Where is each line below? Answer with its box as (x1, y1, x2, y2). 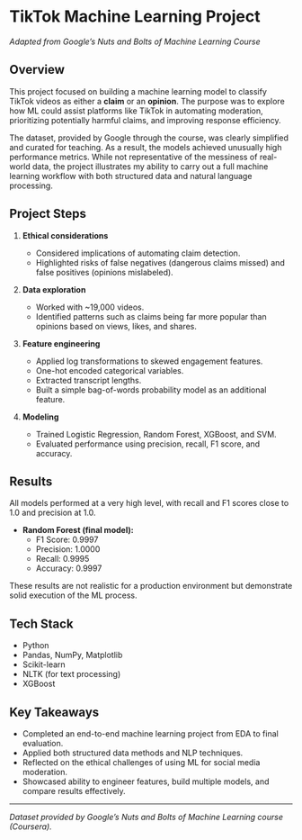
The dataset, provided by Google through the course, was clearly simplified (9, 132, 289, 143)
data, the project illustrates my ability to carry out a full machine (31, 160, 269, 172)
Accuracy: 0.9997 (35, 563, 102, 574)
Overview (9, 62, 66, 77)
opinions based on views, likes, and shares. (35, 321, 198, 331)
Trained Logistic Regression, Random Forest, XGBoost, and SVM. (35, 429, 277, 439)
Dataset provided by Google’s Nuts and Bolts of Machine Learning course (9, 812, 284, 822)
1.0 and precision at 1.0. (9, 507, 96, 519)
